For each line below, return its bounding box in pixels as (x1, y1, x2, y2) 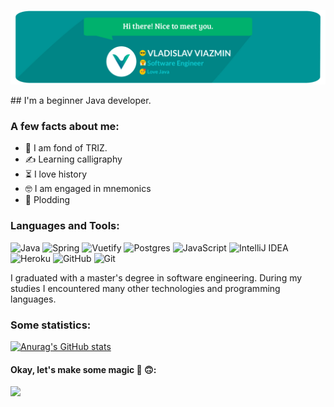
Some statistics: (10, 318, 92, 332)
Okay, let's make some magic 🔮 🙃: (10, 363, 157, 375)
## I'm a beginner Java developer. (10, 95, 152, 107)
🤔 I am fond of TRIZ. (24, 142, 108, 154)
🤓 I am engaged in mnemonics (24, 183, 152, 195)
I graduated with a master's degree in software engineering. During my (10, 271, 303, 284)
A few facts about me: (10, 120, 120, 134)
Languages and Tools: (10, 219, 120, 233)
